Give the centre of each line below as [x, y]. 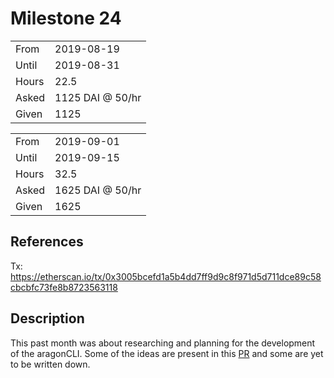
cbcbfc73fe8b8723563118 [64, 287]
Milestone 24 [66, 18]
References [47, 242]
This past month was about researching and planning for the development [163, 343]
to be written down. [50, 364]
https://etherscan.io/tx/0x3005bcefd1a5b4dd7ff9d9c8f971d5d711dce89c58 [166, 276]
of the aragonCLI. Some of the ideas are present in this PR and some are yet [167, 353]
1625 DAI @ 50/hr [98, 190]
